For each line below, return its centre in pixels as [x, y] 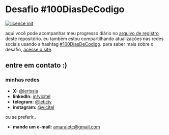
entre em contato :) [36, 65]
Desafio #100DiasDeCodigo [65, 9]
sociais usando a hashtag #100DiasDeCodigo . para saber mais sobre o [79, 44]
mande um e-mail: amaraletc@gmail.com [56, 127]
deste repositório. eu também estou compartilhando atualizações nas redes [84, 39]
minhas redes [22, 80]
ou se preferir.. [21, 117]
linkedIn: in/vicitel [32, 96]
